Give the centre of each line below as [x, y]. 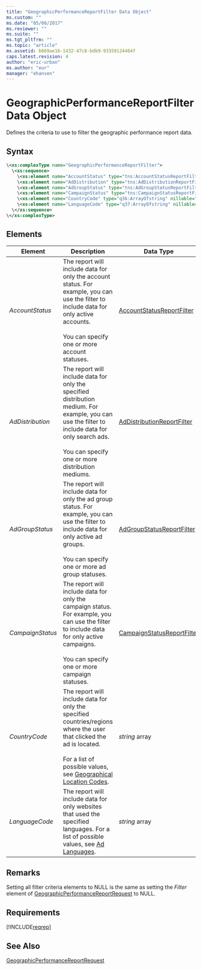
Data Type [159, 251]
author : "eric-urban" [33, 62]
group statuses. [85, 574]
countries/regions [88, 721]
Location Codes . [86, 781]
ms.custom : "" [24, 17]
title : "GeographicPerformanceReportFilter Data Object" [79, 12]
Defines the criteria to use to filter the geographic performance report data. [99, 132]
